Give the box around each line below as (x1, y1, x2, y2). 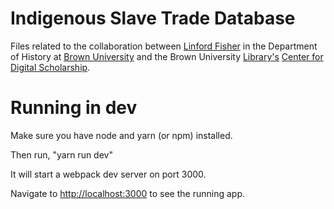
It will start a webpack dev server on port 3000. (10, 168, 207, 180)
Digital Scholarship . (10, 61, 91, 73)
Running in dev (10, 97, 138, 119)
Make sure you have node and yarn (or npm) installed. (10, 129, 233, 141)
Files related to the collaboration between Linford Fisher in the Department (10, 40, 318, 52)
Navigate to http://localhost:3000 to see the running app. (10, 187, 245, 199)
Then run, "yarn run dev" (10, 148, 113, 161)
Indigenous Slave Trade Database (10, 7, 296, 30)
